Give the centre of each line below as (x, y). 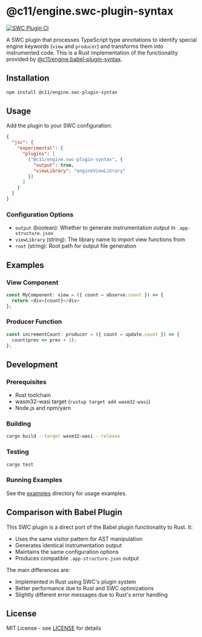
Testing (18, 452)
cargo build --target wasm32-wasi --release (63, 436)
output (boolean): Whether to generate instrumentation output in (95, 228)
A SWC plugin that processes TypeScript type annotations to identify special (102, 39)
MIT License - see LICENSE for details (54, 628)
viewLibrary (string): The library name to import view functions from (100, 240)
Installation (28, 78)
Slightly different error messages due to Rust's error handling (91, 594)
